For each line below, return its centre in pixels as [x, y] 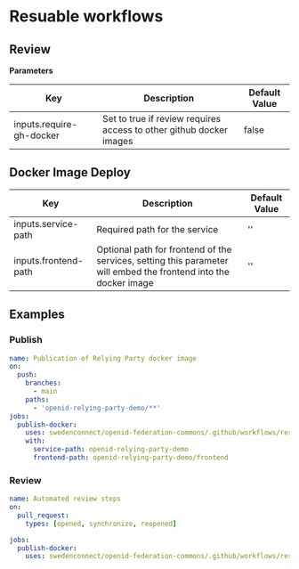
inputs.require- [46, 124]
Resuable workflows [86, 16]
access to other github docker [165, 130]
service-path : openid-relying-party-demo [111, 450]
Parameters [31, 70]
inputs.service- [46, 224]
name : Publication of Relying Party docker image [103, 358]
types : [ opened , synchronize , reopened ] [101, 524]
